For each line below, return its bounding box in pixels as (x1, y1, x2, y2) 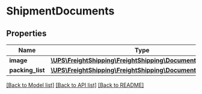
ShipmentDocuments (6, 4, 115, 18)
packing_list (9, 66, 45, 74)
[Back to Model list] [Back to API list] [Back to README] (6, 81, 144, 89)
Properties (6, 28, 47, 39)
